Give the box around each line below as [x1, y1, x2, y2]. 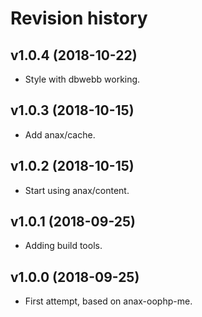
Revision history [10, 7, 148, 30]
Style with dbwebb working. [24, 73, 141, 85]
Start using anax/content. [24, 184, 130, 196]
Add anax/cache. [24, 128, 96, 141]
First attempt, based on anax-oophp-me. [24, 295, 193, 307]
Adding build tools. [24, 240, 103, 252]
